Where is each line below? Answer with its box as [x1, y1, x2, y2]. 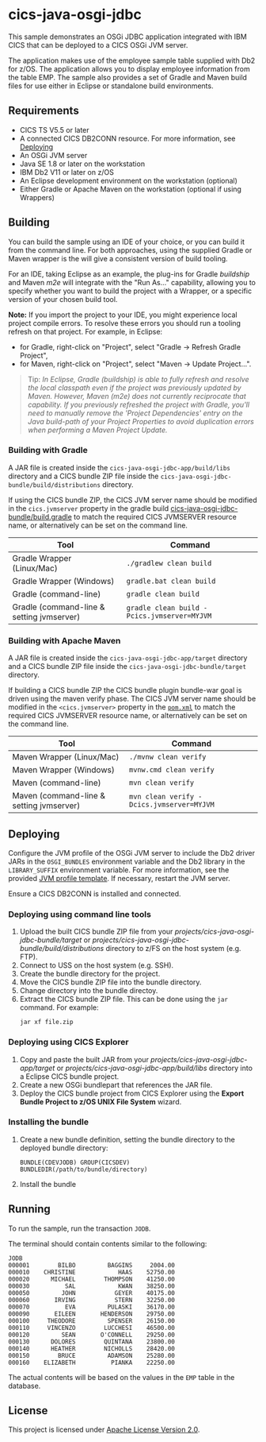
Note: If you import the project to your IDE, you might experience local [8, 310, 237, 319]
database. [8, 1381, 41, 1390]
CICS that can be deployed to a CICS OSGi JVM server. [8, 40, 188, 49]
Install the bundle [19, 1179, 77, 1189]
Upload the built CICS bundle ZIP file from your [19, 927, 173, 937]
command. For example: [19, 1003, 99, 1012]
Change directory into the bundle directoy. [19, 986, 158, 995]
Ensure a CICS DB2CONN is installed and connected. [8, 888, 181, 899]
